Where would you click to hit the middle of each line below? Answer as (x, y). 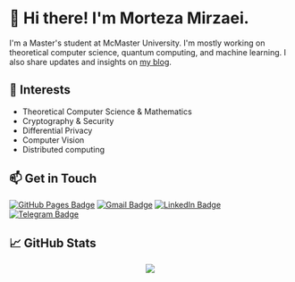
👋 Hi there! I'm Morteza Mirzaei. (129, 18)
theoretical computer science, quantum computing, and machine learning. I (148, 52)
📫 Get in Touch (53, 179)
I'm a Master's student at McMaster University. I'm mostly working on (137, 43)
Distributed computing (63, 149)
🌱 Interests (40, 90)
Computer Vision (53, 140)
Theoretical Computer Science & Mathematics (107, 112)
